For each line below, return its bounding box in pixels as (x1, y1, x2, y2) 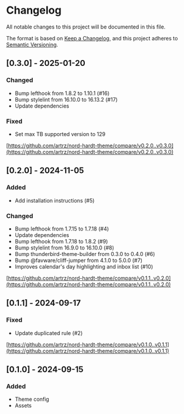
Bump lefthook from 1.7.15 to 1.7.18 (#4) (14, 225, 109, 232)
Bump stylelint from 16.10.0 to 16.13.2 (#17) (14, 96, 118, 103)
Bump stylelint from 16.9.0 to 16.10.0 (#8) (14, 244, 115, 251)
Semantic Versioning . (6, 41, 58, 48)
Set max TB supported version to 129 (14, 130, 106, 137)
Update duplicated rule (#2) (14, 329, 83, 336)
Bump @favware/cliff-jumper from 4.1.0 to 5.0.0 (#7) (14, 257, 142, 264)
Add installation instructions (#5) (14, 197, 95, 204)
